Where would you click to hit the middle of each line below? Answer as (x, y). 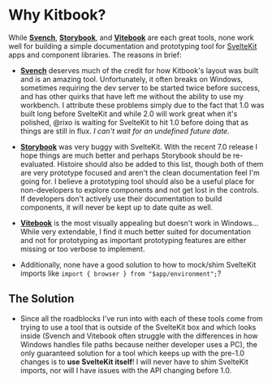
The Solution (41, 299)
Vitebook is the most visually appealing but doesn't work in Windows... (139, 223)
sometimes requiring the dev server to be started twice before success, (140, 88)
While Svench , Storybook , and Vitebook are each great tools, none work (131, 37)
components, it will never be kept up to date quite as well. (117, 207)
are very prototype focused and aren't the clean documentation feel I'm (140, 172)
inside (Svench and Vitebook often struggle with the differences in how (139, 336)
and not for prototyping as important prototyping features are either (133, 240)
